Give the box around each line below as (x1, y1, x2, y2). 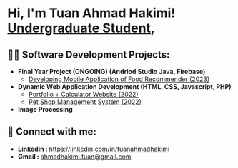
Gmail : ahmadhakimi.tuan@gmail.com (17, 152, 132, 161)
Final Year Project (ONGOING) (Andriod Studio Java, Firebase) (17, 68, 206, 75)
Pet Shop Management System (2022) (28, 98, 142, 106)
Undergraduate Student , (7, 20, 155, 36)
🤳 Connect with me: (7, 126, 96, 138)
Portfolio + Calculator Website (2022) (28, 90, 139, 98)
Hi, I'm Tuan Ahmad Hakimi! (7, 5, 176, 21)
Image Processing (17, 105, 73, 113)
